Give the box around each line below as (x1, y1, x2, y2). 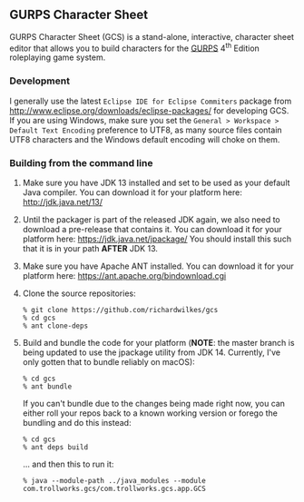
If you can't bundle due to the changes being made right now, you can (22, 399, 286, 409)
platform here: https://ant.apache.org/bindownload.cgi (22, 271, 227, 281)
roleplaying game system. (9, 52, 106, 63)
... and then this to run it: (22, 458, 114, 470)
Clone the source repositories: (22, 288, 136, 299)
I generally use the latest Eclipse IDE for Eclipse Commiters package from (9, 95, 292, 106)
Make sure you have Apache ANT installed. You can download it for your (22, 261, 295, 271)
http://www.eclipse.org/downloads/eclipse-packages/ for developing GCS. (9, 104, 289, 116)
